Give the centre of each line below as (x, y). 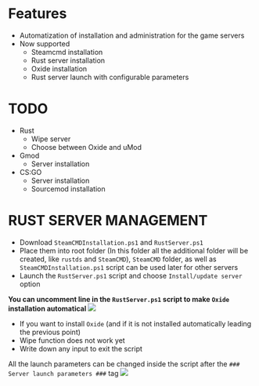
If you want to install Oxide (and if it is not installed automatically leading (135, 323)
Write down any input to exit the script (81, 348)
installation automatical (47, 308)
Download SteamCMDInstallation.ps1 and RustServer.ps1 (111, 242)
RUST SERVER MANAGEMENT (108, 221)
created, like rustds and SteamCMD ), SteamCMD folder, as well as (118, 259)
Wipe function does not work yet (72, 340)
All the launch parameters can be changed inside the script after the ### (124, 364)
